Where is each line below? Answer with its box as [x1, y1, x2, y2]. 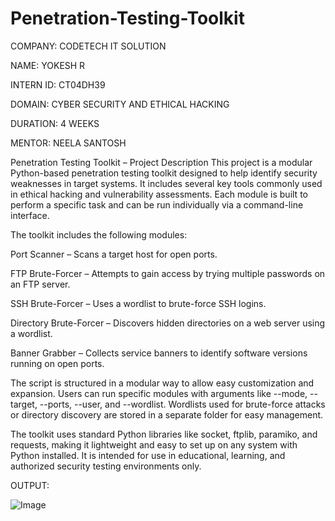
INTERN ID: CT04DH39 [10, 78, 106, 91]
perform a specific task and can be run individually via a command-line [10, 198, 304, 211]
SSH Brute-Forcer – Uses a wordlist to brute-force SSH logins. [10, 297, 267, 309]
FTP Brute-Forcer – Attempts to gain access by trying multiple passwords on [10, 267, 326, 279]
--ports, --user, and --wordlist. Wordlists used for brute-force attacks [39, 398, 326, 410]
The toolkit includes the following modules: [10, 228, 188, 241]
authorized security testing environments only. [10, 460, 202, 472]
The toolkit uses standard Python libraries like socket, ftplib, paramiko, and [10, 428, 318, 440]
